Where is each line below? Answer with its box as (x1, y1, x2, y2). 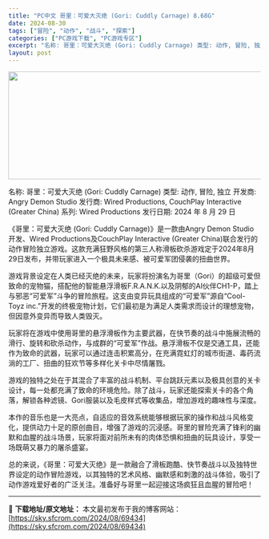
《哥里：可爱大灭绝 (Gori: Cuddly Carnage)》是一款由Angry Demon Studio (8, 224, 255, 233)
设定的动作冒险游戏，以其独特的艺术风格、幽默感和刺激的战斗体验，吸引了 (14, 470, 261, 479)
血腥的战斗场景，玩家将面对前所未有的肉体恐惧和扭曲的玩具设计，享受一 (22, 432, 261, 442)
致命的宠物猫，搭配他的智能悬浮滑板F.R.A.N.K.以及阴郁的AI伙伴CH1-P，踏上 (8, 282, 259, 290)
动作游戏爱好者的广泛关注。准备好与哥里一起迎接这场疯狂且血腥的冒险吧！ (8, 480, 254, 489)
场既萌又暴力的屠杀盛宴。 (8, 443, 93, 452)
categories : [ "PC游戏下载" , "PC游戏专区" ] (8, 34, 143, 43)
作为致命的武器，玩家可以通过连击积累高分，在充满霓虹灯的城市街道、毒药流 (8, 348, 261, 358)
